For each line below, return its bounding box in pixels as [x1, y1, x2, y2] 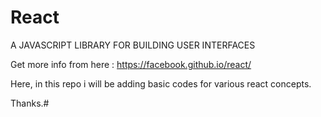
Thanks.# [10, 97, 50, 109]
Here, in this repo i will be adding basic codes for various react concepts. [10, 77, 312, 90]
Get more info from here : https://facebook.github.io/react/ [10, 58, 252, 70]
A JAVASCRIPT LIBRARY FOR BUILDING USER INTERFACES [10, 39, 256, 51]
